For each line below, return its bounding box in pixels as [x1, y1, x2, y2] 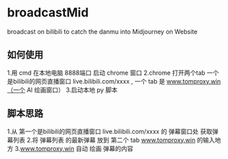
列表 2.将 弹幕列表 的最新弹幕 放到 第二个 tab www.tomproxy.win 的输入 [12, 136, 216, 144]
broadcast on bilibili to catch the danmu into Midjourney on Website [7, 27, 198, 36]
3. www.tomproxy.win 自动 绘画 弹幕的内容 [14, 144, 134, 152]
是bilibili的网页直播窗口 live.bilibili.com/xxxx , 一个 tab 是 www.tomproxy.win [7, 77, 221, 85]
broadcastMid [7, 5, 89, 21]
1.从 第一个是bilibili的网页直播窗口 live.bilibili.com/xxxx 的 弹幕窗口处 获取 [7, 127, 213, 135]
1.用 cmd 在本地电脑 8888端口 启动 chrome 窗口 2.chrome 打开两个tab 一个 [7, 69, 219, 77]
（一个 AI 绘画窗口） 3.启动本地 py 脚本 [7, 86, 118, 94]
